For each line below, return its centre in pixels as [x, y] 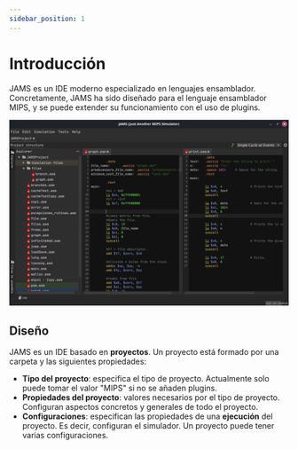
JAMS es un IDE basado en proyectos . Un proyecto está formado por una [144, 352]
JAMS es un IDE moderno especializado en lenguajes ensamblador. [133, 88]
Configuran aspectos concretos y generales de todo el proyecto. [140, 407]
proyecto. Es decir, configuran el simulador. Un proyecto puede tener [148, 426]
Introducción [58, 63]
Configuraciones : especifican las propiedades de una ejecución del [147, 416]
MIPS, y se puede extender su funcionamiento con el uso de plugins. [135, 107]
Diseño [29, 331]
